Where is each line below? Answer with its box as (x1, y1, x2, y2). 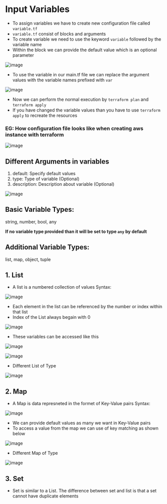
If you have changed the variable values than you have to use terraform (12, 107, 161, 113)
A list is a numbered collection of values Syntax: (12, 284, 111, 290)
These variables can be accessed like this (12, 334, 99, 340)
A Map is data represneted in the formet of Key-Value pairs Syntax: (12, 401, 150, 407)
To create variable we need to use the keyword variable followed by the (12, 36, 161, 42)
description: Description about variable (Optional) (12, 181, 114, 187)
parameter (12, 52, 34, 58)
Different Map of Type (12, 450, 58, 456)
